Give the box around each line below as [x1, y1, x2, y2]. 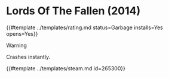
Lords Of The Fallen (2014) [6, 4, 141, 18]
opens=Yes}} [6, 30, 38, 37]
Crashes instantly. [6, 53, 51, 60]
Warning [6, 42, 27, 49]
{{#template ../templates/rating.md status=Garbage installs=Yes [6, 24, 163, 31]
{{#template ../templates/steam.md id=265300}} [6, 64, 125, 72]
